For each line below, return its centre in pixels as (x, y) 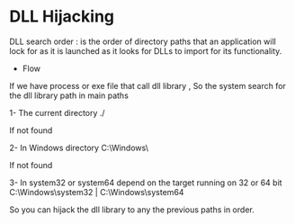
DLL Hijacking (62, 17)
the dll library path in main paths (69, 95)
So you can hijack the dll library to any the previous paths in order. (132, 210)
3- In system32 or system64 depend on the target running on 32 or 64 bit (146, 183)
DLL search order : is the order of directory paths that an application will (143, 41)
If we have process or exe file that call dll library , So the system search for (147, 85)
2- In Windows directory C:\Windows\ (79, 148)
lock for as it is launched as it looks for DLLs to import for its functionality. (146, 50)
